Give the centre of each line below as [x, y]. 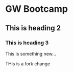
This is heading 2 [33, 28]
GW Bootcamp [36, 9]
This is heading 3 [27, 43]
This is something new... [31, 53]
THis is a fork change [28, 64]
